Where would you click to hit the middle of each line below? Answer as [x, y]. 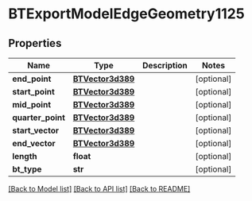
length [25, 156]
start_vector [36, 130]
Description [165, 66]
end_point [32, 79]
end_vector [34, 143]
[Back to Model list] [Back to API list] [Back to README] [99, 189]
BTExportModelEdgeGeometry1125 [126, 14]
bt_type [27, 169]
